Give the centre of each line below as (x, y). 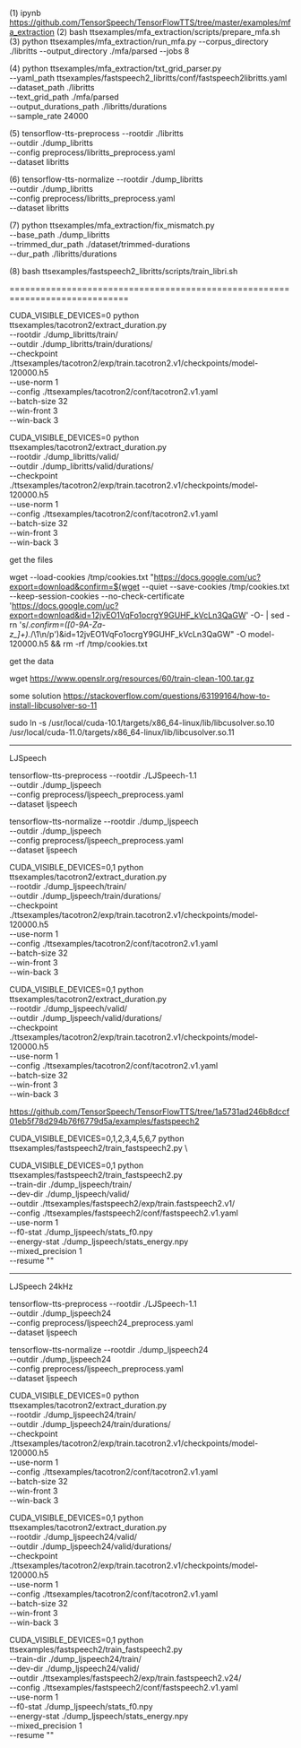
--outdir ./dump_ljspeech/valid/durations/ (86, 1018)
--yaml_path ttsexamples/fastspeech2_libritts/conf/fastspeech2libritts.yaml (148, 78)
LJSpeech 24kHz (41, 1286)
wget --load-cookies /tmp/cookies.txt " (82, 577)
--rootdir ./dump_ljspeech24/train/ (73, 1415)
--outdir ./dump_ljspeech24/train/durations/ (90, 1424)
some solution (35, 696)
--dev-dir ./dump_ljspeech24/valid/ (74, 1668)
